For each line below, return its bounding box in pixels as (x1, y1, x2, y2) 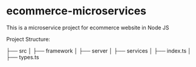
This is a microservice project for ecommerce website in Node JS (6, 24, 169, 31)
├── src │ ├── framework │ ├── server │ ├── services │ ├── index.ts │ (6, 47, 192, 54)
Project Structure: (6, 35, 50, 42)
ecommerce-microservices (6, 4, 147, 18)
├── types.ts (6, 53, 39, 60)
